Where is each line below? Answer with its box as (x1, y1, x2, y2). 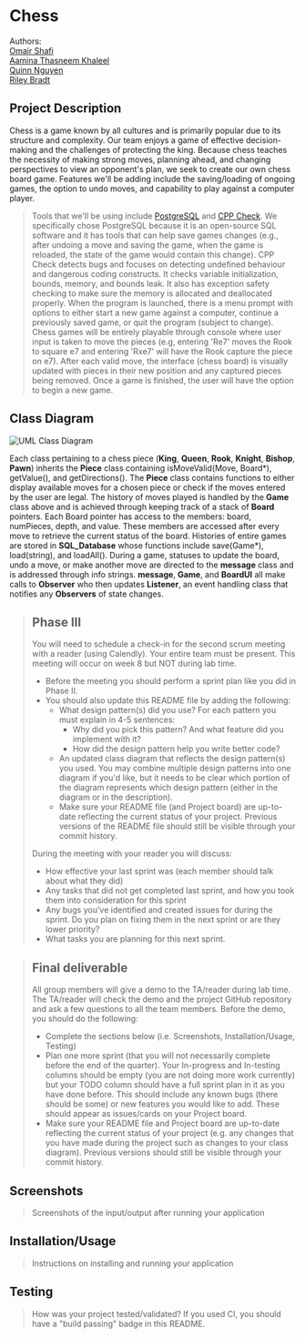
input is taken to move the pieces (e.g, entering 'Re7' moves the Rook (31, 336, 293, 347)
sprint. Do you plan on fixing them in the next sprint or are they (45, 914, 280, 925)
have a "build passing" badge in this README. (31, 1318, 206, 1329)
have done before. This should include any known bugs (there (45, 1089, 279, 1100)
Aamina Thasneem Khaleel (9, 55, 110, 66)
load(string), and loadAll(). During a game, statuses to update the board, (9, 549, 280, 560)
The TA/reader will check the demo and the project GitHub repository (31, 994, 292, 1005)
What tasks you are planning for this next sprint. (45, 934, 226, 945)
